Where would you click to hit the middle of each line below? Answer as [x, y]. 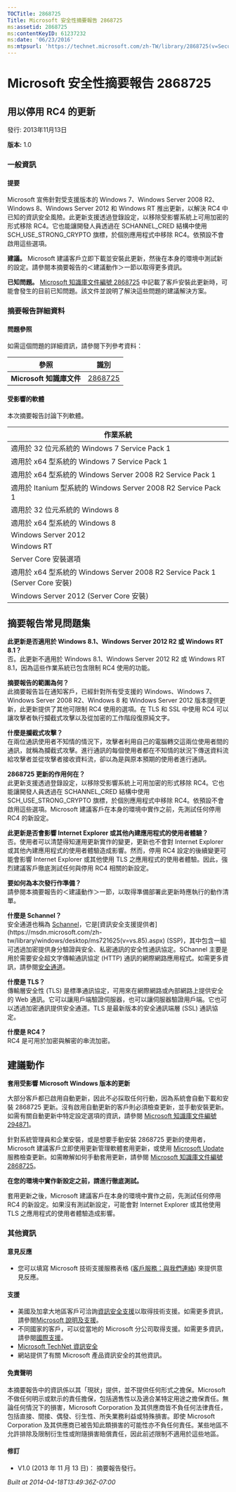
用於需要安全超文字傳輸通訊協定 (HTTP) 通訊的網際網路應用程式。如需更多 [115, 958]
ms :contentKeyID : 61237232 [47, 33]
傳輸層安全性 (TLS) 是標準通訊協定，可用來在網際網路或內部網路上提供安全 [116, 991]
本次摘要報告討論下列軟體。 [47, 416]
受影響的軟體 [26, 398]
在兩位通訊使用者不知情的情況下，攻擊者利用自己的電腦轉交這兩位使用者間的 [118, 741]
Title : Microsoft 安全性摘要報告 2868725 [65, 20]
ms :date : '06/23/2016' [40, 40]
